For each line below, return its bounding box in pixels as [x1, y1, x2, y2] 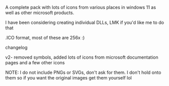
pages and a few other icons [5, 60, 65, 65]
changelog [5, 45, 28, 50]
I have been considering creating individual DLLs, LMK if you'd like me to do [5, 20, 164, 25]
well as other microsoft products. [5, 10, 75, 16]
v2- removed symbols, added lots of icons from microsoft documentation [5, 54, 158, 60]
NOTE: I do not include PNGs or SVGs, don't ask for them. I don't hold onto [5, 69, 161, 75]
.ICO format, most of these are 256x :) [5, 35, 85, 40]
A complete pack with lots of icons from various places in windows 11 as [5, 5, 156, 10]
